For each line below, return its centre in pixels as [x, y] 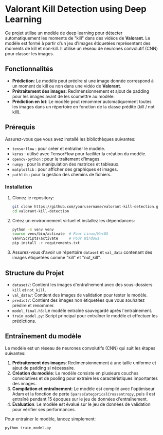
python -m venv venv [33, 229]
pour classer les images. [30, 53]
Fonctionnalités [29, 69]
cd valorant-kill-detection [40, 211]
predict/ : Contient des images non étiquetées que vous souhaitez [78, 300]
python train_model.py [28, 428]
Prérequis [20, 127]
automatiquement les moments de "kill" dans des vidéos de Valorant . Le [78, 38]
